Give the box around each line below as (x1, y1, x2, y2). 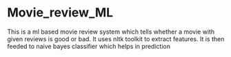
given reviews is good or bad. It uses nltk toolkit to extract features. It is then (7, 34, 225, 43)
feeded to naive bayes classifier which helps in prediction (7, 42, 171, 50)
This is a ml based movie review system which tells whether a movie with (7, 27, 215, 36)
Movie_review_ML (7, 5, 114, 21)
